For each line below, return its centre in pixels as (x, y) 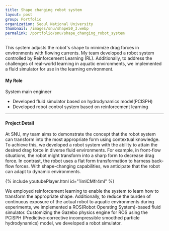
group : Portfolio (23, 19)
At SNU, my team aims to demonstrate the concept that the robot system (80, 134)
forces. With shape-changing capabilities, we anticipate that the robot (88, 166)
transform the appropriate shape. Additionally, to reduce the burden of (78, 196)
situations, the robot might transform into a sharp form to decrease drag (80, 156)
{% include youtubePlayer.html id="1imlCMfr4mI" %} (60, 181)
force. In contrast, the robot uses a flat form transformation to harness (78, 161)
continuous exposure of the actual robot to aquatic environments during (80, 202)
